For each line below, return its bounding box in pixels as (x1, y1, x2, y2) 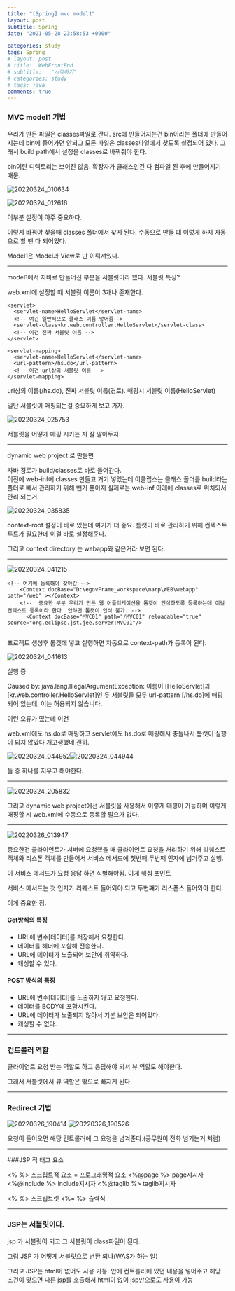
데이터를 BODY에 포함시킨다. (17, 1002, 97, 1010)
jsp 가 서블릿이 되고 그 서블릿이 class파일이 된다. (7, 1237, 141, 1245)
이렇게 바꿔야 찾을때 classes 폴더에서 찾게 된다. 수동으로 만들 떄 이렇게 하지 (7, 228, 213, 236)
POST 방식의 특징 (7, 976, 56, 985)
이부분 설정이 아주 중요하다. (7, 213, 83, 221)
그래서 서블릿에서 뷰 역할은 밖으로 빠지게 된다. (7, 1077, 133, 1086)
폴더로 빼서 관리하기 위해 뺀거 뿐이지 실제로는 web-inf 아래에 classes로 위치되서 (7, 483, 227, 492)
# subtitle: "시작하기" (7, 68, 77, 76)
